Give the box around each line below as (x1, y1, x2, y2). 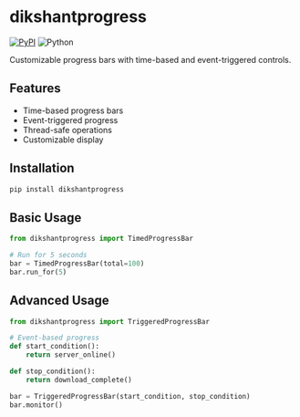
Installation (9, 161, 75, 176)
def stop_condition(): (9, 367, 96, 376)
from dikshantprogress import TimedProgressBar (9, 235, 194, 244)
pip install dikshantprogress (9, 184, 125, 193)
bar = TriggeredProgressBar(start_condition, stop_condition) (9, 391, 251, 401)
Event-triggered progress (22, 114, 119, 125)
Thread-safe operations (22, 124, 112, 135)
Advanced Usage (9, 293, 109, 308)
